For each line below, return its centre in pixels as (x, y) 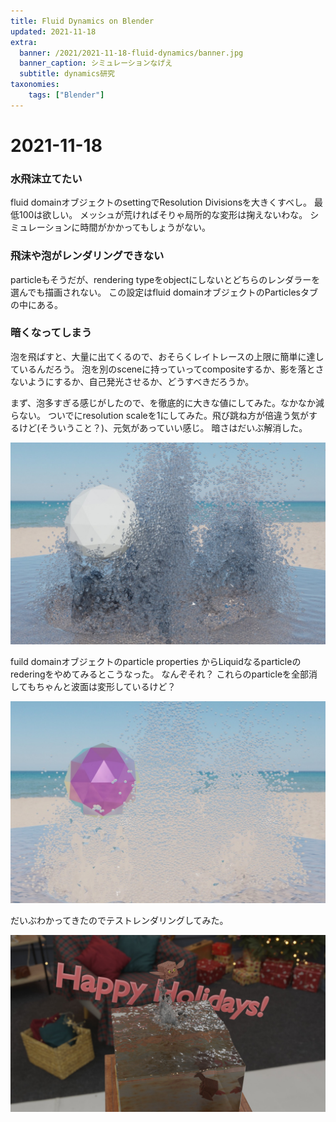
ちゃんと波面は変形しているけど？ (106, 686)
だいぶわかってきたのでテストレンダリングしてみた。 (119, 920)
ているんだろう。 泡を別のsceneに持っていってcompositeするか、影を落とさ (167, 369)
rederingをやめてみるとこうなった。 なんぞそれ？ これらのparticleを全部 (160, 674)
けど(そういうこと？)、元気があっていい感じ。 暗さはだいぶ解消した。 (163, 427)
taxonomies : (35, 85)
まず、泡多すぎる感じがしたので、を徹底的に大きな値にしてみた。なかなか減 (167, 402)
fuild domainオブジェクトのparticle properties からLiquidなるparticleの (156, 661)
